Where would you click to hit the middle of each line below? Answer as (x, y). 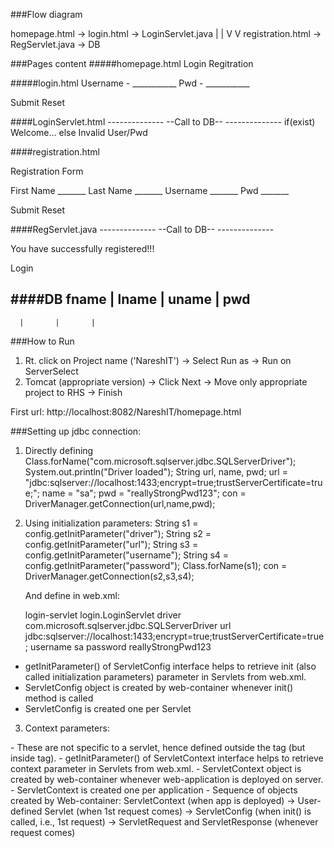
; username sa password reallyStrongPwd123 (118, 646)
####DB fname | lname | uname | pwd (130, 299)
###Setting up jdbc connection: (76, 431)
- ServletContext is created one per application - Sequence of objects (154, 790)
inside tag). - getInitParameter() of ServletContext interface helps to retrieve (167, 758)
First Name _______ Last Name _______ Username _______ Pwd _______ (150, 190)
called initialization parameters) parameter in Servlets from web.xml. (165, 676)
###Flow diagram (46, 14)
